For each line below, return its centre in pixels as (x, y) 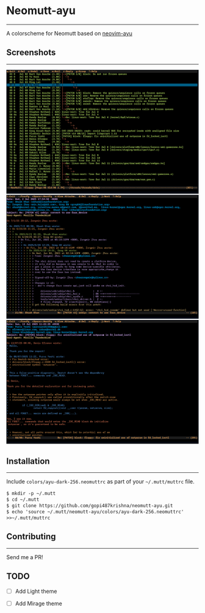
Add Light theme (36, 591)
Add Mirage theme (38, 603)
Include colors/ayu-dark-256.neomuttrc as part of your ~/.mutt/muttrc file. (101, 481)
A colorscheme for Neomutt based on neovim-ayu (69, 33)
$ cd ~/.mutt (23, 500)
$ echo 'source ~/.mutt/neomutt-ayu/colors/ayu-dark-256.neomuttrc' (95, 512)
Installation (28, 461)
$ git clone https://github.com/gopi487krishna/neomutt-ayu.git (90, 506)
